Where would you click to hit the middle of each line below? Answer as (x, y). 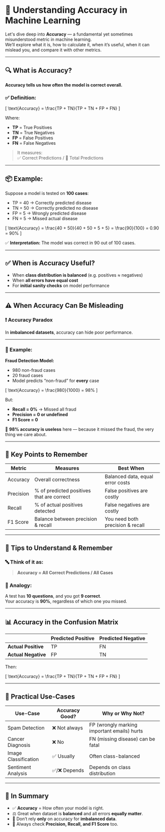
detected (45, 511)
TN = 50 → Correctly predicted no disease (55, 208)
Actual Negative (27, 655)
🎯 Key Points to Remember (46, 455)
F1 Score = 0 (25, 419)
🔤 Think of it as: (24, 562)
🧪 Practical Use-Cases (40, 696)
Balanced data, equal (129, 477)
